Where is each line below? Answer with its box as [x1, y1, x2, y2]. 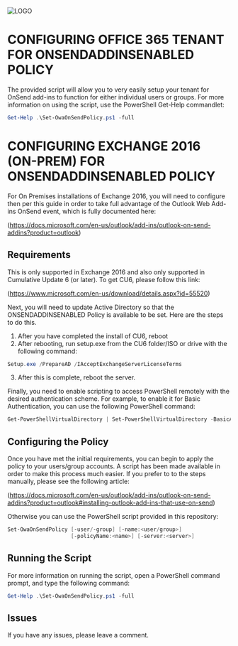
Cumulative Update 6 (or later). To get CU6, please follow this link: [7, 275, 200, 284]
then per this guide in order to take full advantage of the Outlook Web [7, 199, 210, 208]
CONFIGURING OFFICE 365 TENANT [7, 32, 225, 48]
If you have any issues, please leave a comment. [7, 631, 149, 640]
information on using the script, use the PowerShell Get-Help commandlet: [7, 100, 225, 109]
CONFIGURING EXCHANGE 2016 [7, 139, 201, 154]
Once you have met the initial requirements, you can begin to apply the [7, 455, 214, 463]
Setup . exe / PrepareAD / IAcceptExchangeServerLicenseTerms [7, 360, 182, 367]
